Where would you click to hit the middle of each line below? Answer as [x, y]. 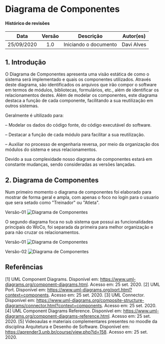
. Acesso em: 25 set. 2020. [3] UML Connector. [97, 295]
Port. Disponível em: [26, 289]
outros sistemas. [22, 106]
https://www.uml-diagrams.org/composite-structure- [90, 300]
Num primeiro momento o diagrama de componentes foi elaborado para [78, 192]
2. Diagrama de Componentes [52, 180]
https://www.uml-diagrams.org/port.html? [90, 289]
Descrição [90, 36]
